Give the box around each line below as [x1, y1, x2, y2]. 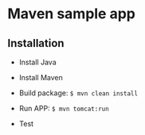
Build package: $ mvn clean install [18, 88, 139, 98]
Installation [7, 37, 65, 50]
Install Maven [18, 73, 63, 82]
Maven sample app [7, 5, 136, 23]
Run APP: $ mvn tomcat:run [18, 104, 109, 113]
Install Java [18, 57, 57, 67]
